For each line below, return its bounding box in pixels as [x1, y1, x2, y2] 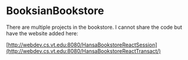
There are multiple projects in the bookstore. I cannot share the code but [6, 24, 183, 31]
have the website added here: [6, 29, 78, 36]
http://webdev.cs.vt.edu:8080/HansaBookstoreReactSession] [8, 41, 157, 48]
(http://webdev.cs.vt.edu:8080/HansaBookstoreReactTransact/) [6, 47, 161, 54]
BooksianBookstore [6, 4, 104, 18]
